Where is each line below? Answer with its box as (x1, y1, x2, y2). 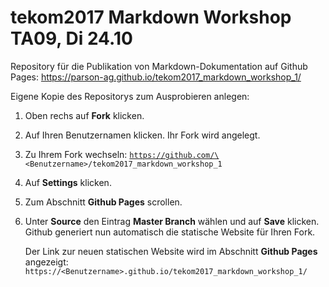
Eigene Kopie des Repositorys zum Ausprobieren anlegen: (10, 90, 250, 102)
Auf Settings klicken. (24, 176, 112, 188)
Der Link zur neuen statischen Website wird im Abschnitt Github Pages (24, 245, 318, 257)
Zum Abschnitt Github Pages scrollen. (24, 196, 183, 208)
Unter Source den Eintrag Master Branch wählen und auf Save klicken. (24, 215, 320, 227)
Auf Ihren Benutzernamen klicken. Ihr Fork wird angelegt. (24, 129, 261, 141)
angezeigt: (24, 256, 69, 268)
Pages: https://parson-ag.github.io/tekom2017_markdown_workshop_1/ (10, 71, 302, 83)
